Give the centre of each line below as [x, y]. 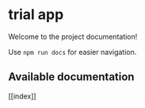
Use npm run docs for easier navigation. [72, 52]
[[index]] [23, 96]
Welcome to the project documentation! [73, 37]
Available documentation [71, 77]
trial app [36, 15]
